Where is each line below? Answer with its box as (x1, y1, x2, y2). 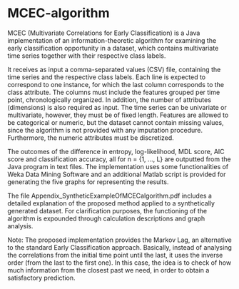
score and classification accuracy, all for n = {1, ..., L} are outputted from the (7, 155, 231, 163)
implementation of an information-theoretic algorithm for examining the (7, 36, 217, 44)
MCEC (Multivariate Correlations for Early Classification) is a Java (7, 29, 200, 37)
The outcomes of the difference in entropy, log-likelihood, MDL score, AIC (7, 147, 225, 156)
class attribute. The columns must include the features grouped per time (7, 88, 220, 96)
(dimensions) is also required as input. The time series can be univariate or (7, 103, 227, 111)
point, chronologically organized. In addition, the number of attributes (7, 95, 212, 104)
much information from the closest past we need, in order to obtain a (7, 265, 210, 274)
